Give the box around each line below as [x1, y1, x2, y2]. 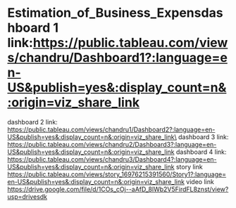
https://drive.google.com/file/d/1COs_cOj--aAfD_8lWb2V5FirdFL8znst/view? [7, 185, 229, 193]
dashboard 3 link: [178, 132, 229, 141]
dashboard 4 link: [175, 148, 227, 156]
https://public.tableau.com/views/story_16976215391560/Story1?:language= [7, 170, 227, 178]
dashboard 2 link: [7, 117, 58, 126]
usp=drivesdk [7, 192, 48, 201]
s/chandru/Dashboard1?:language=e [7, 50, 228, 66]
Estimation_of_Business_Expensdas [7, 5, 223, 21]
